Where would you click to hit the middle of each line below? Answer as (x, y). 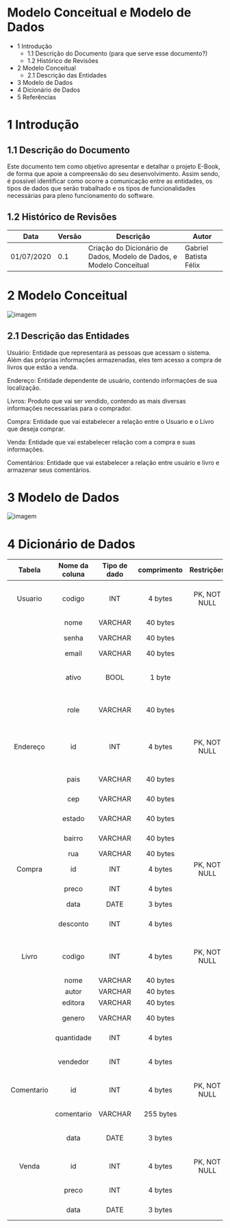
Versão (70, 236)
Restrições (207, 570)
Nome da (73, 566)
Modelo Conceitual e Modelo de (99, 13)
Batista (196, 256)
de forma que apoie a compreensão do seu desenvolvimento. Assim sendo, (114, 173)
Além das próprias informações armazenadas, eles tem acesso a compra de (114, 360)
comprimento (161, 570)
